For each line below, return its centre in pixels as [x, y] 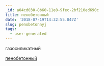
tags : [11, 29]
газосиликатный [23, 48]
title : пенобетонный [27, 15]
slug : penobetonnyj [26, 24]
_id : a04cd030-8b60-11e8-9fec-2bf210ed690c [52, 10]
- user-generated [28, 34]
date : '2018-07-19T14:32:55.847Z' [42, 19]
